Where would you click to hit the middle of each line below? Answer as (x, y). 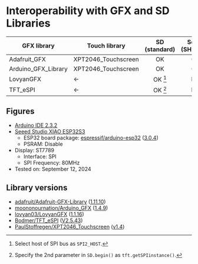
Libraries (28, 23)
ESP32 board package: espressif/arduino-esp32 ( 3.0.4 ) (91, 138)
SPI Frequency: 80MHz (52, 163)
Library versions (37, 187)
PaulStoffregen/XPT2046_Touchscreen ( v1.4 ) (70, 227)
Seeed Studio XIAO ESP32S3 (50, 132)
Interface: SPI (40, 156)
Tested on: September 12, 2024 (53, 169)
